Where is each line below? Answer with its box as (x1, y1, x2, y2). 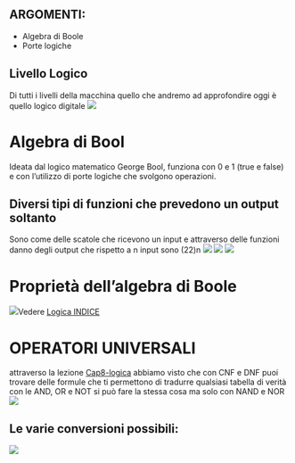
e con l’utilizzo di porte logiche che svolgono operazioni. (9, 170, 217, 181)
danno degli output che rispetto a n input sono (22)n (9, 244, 201, 255)
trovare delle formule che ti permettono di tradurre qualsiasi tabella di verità (9, 376, 287, 387)
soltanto (9, 210, 57, 226)
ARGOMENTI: (9, 7, 86, 22)
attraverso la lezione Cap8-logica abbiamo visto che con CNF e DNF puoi (9, 368, 279, 378)
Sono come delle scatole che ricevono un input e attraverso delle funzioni (9, 234, 280, 244)
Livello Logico (9, 66, 88, 81)
